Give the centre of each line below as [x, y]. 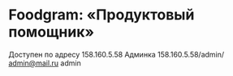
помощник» [52, 32]
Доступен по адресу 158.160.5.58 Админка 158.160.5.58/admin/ [116, 54]
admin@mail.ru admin [45, 63]
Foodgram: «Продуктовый [101, 15]
